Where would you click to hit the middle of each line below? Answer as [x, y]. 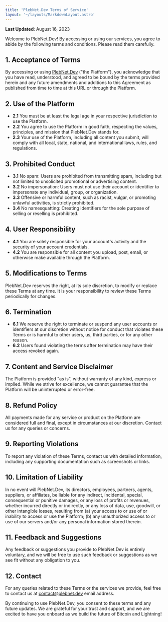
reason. [20, 340]
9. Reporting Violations [42, 444]
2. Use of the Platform [40, 104]
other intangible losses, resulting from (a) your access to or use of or [76, 511]
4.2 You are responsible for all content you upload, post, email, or [80, 252]
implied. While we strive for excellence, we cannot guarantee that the [77, 384]
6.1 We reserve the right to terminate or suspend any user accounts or [85, 324]
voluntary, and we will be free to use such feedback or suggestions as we [81, 555]
